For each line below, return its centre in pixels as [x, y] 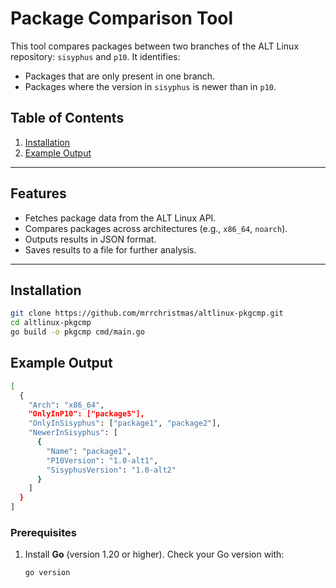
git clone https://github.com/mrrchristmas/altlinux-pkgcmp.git [147, 313]
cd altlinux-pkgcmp [51, 323]
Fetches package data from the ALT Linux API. [120, 218]
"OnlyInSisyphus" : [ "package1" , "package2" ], [125, 423]
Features [38, 193]
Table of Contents [67, 118]
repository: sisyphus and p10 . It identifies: [95, 56]
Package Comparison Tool [122, 18]
